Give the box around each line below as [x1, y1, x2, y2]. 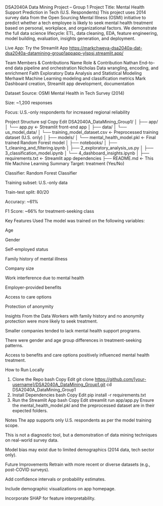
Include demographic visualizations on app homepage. [5, 486, 116, 491]
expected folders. [12, 408, 48, 414]
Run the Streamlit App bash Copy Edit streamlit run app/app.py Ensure [12, 397, 154, 403]
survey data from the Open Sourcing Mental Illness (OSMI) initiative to [5, 15, 146, 20]
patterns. [5, 343, 23, 348]
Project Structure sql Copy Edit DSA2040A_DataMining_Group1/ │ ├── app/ [5, 119, 158, 124]
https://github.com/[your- [94, 376, 146, 382]
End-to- [139, 60, 155, 65]
